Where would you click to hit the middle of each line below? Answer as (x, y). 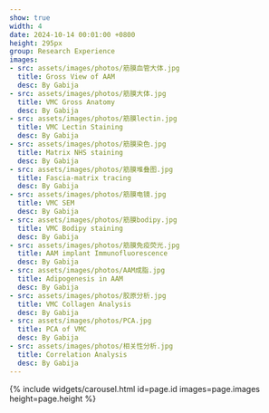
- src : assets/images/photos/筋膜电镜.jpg (88, 195)
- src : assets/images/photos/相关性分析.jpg (91, 346)
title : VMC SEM (46, 203)
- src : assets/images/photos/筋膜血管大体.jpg (95, 69)
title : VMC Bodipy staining (71, 228)
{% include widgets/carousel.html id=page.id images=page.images (135, 389)
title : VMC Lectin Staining (71, 128)
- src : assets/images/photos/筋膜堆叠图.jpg (91, 169)
